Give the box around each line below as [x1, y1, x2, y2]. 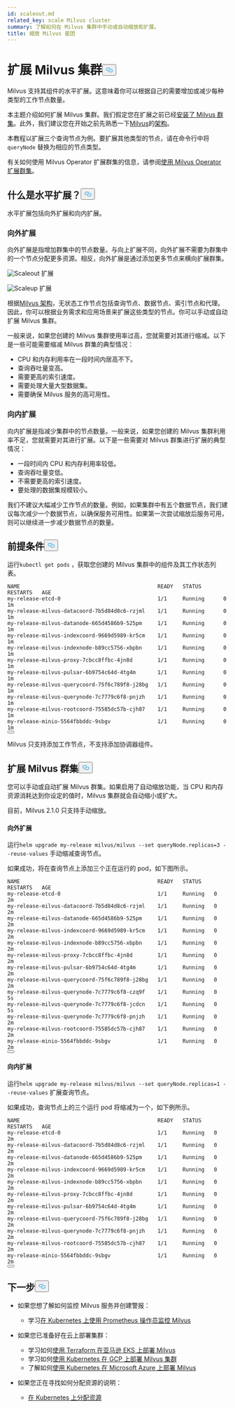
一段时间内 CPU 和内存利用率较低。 [17, 459, 120, 467]
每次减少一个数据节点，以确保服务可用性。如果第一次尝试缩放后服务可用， [13, 509, 228, 518]
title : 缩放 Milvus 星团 [7, 29, 76, 37]
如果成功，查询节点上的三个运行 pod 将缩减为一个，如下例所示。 [7, 1103, 194, 1111]
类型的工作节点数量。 [7, 95, 69, 104]
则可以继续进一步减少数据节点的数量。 [7, 518, 117, 526]
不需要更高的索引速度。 [17, 476, 85, 485]
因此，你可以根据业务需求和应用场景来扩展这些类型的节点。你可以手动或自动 [7, 308, 228, 316]
